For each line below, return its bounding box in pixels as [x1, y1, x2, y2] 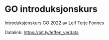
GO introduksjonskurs [4, 3, 98, 15]
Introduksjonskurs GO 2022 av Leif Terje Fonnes [4, 20, 104, 26]
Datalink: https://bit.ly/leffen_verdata [4, 29, 79, 35]
